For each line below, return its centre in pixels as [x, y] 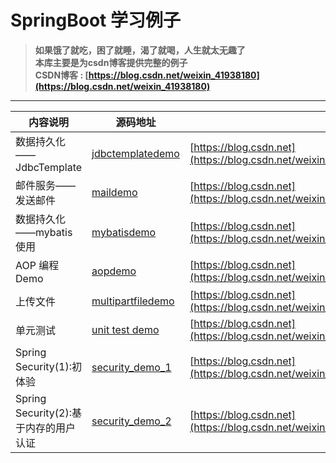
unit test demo [125, 329]
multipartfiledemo [133, 301]
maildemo [114, 192]
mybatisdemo [124, 232]
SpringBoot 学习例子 [95, 20]
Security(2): [43, 413]
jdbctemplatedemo [135, 153]
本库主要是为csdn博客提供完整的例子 [111, 62]
